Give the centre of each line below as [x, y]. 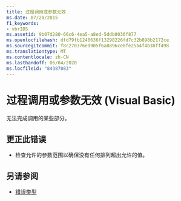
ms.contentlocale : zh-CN [38, 57]
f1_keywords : [23, 23]
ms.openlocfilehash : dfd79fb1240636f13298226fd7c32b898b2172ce [88, 40]
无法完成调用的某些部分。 [38, 118]
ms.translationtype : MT [36, 52]
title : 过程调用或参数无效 [36, 12]
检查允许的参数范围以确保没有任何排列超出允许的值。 [81, 155]
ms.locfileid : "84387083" [39, 68]
